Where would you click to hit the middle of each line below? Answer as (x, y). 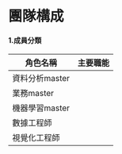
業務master (33, 94)
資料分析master (41, 79)
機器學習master (41, 108)
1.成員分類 (25, 40)
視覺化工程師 (36, 138)
